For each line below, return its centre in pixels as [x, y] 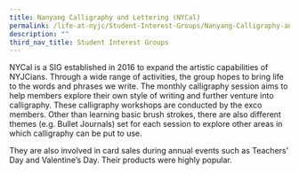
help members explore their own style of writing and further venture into [141, 96]
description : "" [39, 34]
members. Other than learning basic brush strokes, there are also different [145, 115]
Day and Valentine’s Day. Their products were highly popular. [121, 160]
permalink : [29, 26]
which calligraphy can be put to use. [76, 133]
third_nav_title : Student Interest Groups [89, 42]
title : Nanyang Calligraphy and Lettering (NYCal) [105, 17]
